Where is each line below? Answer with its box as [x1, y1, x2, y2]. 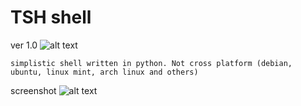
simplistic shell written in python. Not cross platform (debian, [10, 58, 293, 68]
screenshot [10, 84, 57, 96]
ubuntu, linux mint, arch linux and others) [10, 67, 199, 77]
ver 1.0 [10, 39, 38, 51]
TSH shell [10, 6, 92, 29]
